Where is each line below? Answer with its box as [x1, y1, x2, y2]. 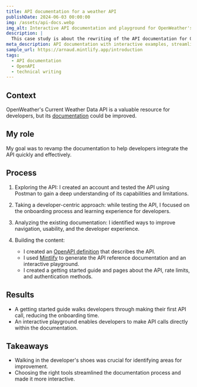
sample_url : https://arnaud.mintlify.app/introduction [6, 47, 143, 53]
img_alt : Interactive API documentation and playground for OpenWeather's [6, 25, 193, 31]
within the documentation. [14, 324, 78, 331]
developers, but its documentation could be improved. [6, 112, 137, 119]
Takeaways [6, 341, 49, 351]
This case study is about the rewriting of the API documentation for [11, 36, 188, 42]
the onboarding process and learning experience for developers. [14, 207, 171, 214]
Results [6, 290, 35, 300]
